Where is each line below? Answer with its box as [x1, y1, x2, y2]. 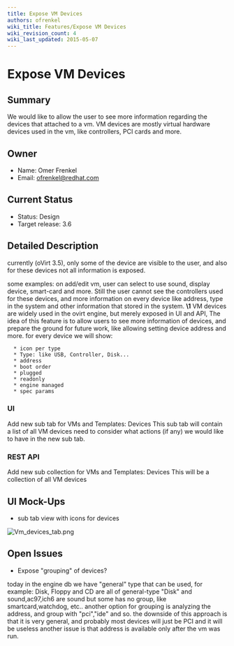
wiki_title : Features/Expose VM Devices [7, 23, 127, 30]
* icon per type [13, 345, 61, 352]
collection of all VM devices [7, 476, 87, 484]
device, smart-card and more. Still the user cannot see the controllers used [7, 287, 224, 295]
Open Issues [7, 548, 63, 559]
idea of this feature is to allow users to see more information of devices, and [7, 316, 226, 325]
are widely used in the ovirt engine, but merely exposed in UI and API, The [7, 309, 221, 318]
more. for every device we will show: [7, 331, 113, 339]
